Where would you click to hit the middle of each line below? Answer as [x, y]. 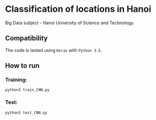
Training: [16, 80]
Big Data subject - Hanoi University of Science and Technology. [70, 23]
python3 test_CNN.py [26, 113]
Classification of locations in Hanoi [78, 9]
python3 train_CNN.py [27, 90]
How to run [22, 66]
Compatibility [26, 38]
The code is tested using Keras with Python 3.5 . [54, 50]
